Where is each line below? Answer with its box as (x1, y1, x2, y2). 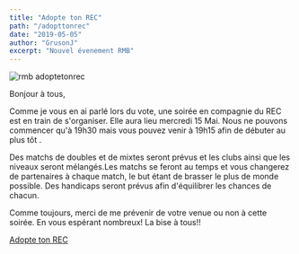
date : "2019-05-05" (9, 30, 83, 39)
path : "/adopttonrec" (9, 22, 91, 31)
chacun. (9, 190, 40, 201)
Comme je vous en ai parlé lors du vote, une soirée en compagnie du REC (9, 106, 282, 117)
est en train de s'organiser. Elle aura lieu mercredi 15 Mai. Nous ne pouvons (9, 116, 288, 127)
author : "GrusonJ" (9, 38, 78, 48)
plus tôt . (9, 135, 42, 145)
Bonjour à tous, (9, 89, 66, 100)
